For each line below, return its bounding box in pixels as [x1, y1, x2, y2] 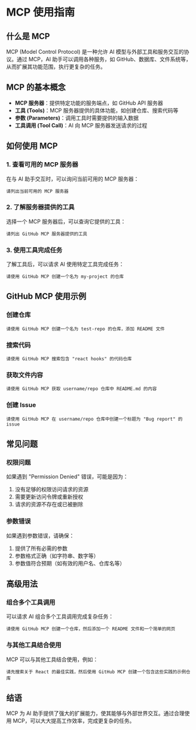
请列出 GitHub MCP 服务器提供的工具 [6, 231, 88, 237]
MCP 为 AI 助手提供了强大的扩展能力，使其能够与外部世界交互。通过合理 [6, 710, 185, 717]
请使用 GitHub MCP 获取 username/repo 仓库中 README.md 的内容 [6, 386, 157, 392]
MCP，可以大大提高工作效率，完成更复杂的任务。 [13, 717, 135, 725]
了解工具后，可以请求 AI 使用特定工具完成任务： [6, 261, 124, 268]
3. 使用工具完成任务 [6, 246, 63, 254]
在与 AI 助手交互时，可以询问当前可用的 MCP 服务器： [6, 175, 139, 182]
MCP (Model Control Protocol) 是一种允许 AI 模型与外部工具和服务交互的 [6, 48, 184, 55]
